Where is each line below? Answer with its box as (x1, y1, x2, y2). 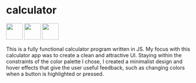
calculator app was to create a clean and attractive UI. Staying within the (6, 51, 182, 58)
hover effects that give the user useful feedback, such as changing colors (6, 64, 185, 71)
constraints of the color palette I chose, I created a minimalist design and (6, 58, 183, 65)
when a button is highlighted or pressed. (6, 70, 104, 77)
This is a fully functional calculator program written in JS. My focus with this (6, 45, 190, 53)
